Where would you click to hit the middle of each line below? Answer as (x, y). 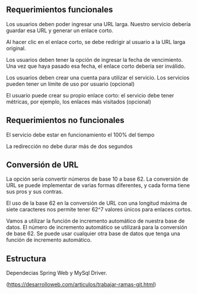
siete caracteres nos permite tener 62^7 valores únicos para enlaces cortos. (99, 210)
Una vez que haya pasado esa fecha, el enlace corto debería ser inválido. (96, 66)
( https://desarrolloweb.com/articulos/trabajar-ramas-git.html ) (81, 284)
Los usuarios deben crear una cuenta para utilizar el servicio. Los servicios (98, 77)
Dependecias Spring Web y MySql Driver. (57, 273)
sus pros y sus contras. (35, 192)
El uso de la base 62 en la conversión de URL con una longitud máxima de (97, 203)
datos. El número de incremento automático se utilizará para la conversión (97, 227)
